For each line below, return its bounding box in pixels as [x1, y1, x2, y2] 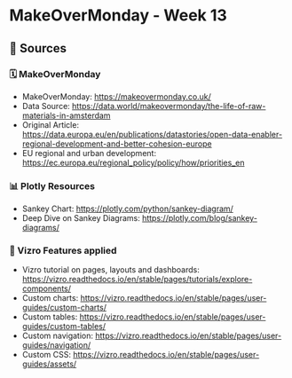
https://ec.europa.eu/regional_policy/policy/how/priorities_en [21, 157, 245, 168]
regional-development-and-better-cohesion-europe [21, 138, 212, 149]
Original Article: [21, 119, 80, 130]
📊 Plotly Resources [9, 179, 96, 192]
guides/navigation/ [21, 340, 91, 350]
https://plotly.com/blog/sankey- [141, 213, 257, 224]
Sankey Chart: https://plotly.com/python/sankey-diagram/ [21, 203, 233, 214]
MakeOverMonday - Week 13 [9, 5, 228, 26]
